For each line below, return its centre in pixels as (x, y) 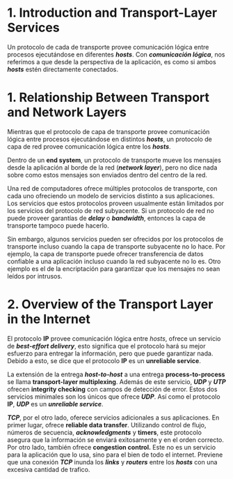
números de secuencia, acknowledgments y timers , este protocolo (104, 432)
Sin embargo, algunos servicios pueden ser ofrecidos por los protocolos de (115, 239)
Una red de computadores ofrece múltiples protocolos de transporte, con (112, 188)
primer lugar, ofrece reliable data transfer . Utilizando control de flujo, (107, 425)
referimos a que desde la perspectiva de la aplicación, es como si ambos (112, 61)
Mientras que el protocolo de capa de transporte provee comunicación (109, 131)
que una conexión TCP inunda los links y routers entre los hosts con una (112, 462)
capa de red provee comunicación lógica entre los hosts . (89, 146)
